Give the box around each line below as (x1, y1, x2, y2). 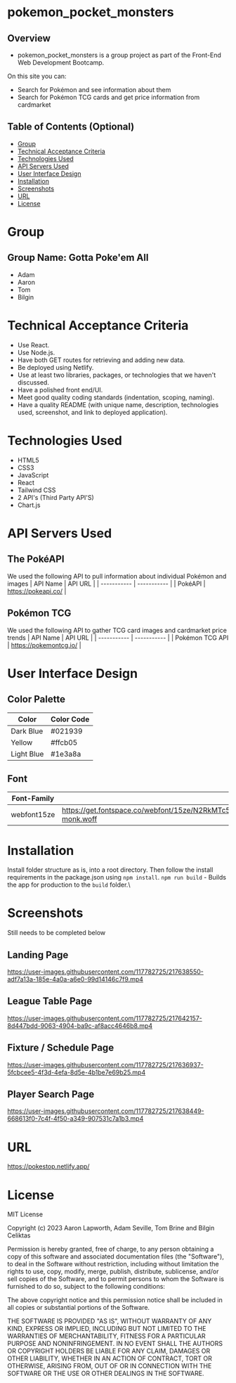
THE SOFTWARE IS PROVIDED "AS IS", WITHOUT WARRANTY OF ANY (7, 1317, 212, 1325)
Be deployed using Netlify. (17, 363, 94, 371)
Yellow (11, 738, 33, 747)
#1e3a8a (50, 749, 81, 759)
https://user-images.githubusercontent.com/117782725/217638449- (7, 1107, 205, 1115)
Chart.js (17, 501, 41, 509)
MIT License (7, 1210, 44, 1218)
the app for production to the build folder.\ (7, 880, 131, 889)
